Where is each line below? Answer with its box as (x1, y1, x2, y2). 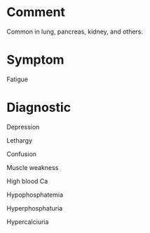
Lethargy (6, 136, 33, 144)
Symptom (6, 52, 64, 68)
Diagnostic (6, 99, 71, 115)
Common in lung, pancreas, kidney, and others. (6, 27, 144, 36)
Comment (6, 4, 66, 20)
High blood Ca (6, 176, 48, 185)
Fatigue (6, 75, 29, 83)
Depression (6, 122, 40, 131)
